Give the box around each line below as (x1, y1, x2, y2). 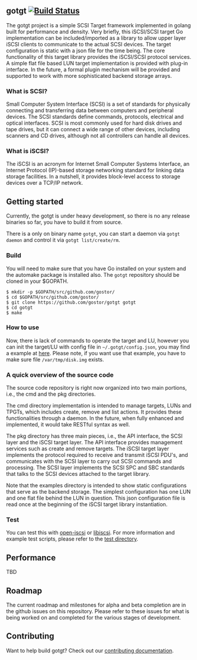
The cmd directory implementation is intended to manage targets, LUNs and (6, 402, 192, 409)
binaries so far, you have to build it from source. (6, 219, 123, 226)
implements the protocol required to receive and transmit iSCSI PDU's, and (6, 451, 188, 459)
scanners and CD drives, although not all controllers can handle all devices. (6, 132, 190, 140)
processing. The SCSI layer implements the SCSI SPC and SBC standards (6, 464, 185, 471)
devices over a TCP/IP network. (6, 179, 83, 187)
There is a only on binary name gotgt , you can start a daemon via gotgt (6, 230, 180, 238)
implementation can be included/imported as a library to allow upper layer (6, 34, 186, 42)
